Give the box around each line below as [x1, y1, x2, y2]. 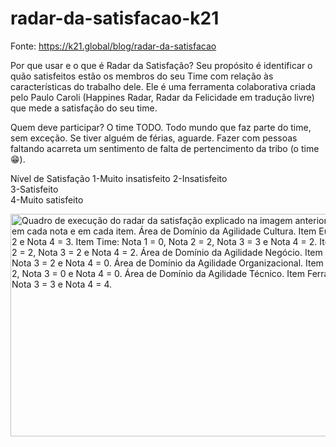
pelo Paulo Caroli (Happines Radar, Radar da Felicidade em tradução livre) [10, 91, 315, 103]
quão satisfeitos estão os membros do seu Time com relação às [10, 70, 274, 82]
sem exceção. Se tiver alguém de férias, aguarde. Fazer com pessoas [10, 132, 298, 144]
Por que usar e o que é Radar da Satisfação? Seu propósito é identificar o [10, 59, 313, 71]
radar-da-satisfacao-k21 [10, 7, 220, 30]
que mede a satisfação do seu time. [10, 102, 158, 114]
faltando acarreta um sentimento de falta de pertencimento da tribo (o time [10, 142, 320, 154]
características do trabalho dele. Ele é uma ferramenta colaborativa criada [10, 80, 317, 92]
